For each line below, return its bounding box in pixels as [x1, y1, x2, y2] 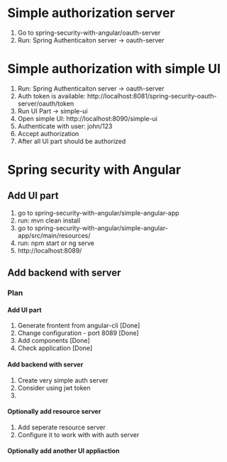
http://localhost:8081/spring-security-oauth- [87, 91, 218, 100]
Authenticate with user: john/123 [17, 122, 113, 130]
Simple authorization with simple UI [7, 61, 221, 77]
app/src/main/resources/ [17, 231, 91, 240]
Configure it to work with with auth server [17, 430, 140, 439]
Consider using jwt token [17, 383, 91, 392]
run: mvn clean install [17, 216, 80, 225]
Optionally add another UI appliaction [7, 446, 120, 455]
